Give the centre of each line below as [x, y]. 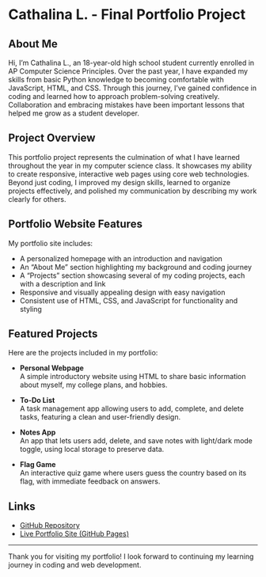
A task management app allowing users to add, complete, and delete [131, 408]
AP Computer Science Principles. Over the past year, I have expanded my [128, 71]
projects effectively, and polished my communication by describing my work [133, 191]
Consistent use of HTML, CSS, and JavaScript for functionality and [129, 300]
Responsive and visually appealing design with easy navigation [122, 292]
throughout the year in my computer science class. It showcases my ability [130, 165]
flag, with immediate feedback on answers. [90, 481]
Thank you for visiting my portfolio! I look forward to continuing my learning [131, 556]
